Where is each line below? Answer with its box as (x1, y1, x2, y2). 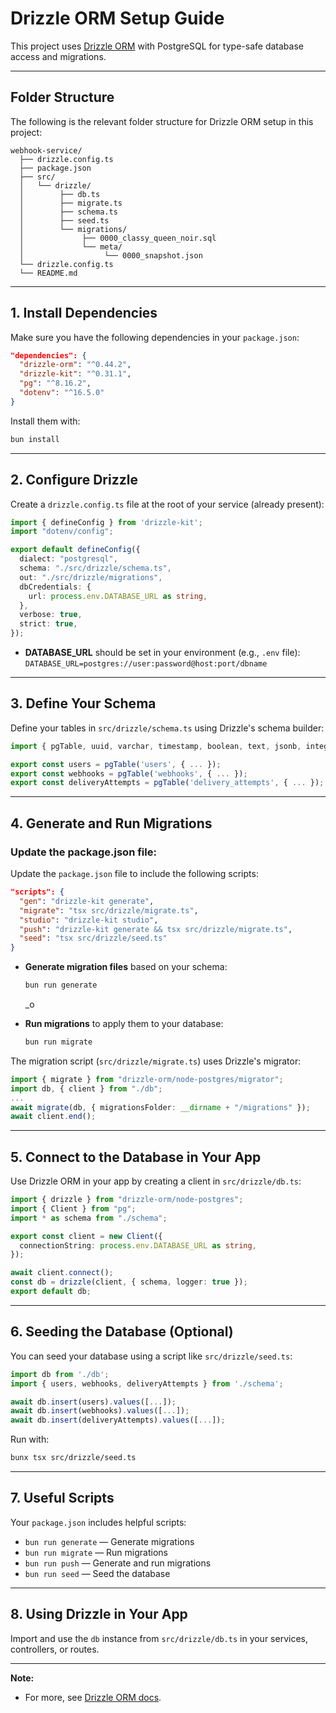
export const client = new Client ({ (10, 1231, 163, 1241)
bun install (10, 434, 60, 444)
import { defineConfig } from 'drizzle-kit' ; (10, 517, 203, 527)
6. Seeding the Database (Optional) (10, 1323, 234, 1341)
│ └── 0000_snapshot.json (19, 250, 203, 261)
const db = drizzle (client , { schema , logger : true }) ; (10, 1277, 248, 1287)
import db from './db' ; (10, 1369, 110, 1379)
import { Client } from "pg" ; (10, 1203, 137, 1214)
